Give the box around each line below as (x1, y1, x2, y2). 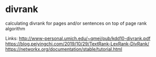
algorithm (5, 25, 25, 31)
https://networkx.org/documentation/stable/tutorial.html (5, 46, 122, 52)
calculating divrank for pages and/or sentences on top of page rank (5, 20, 147, 26)
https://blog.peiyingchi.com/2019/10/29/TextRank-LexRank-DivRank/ (5, 40, 149, 46)
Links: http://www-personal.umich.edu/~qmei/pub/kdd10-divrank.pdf (5, 35, 151, 41)
